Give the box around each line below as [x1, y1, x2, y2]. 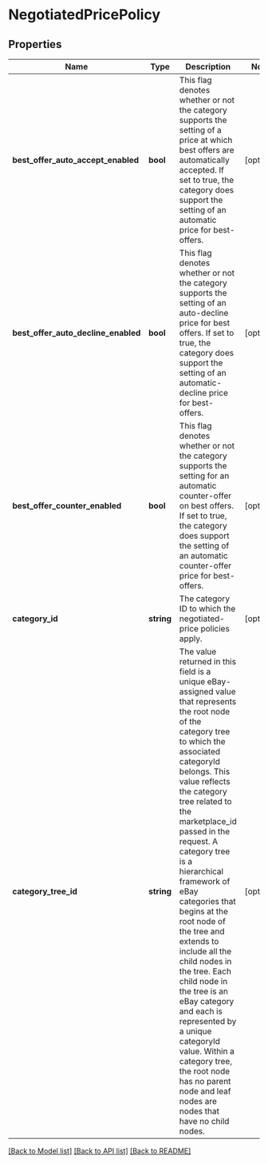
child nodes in [179, 956, 232, 966]
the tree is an [179, 986, 229, 997]
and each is [179, 1006, 223, 1017]
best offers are [179, 145, 235, 155]
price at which [179, 134, 233, 145]
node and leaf [179, 1085, 231, 1097]
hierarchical [179, 866, 224, 877]
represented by [179, 1016, 237, 1026]
